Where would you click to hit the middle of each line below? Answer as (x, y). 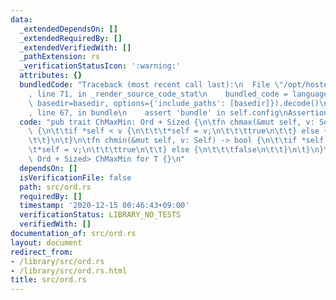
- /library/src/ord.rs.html (69, 271)
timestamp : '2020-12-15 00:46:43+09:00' (104, 206)
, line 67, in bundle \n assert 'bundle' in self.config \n (158, 112)
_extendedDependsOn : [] (68, 29)
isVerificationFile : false (75, 177)
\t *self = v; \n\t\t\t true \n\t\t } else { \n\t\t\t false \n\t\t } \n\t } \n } (176, 150)
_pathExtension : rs (60, 57)
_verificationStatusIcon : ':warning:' (100, 66)
